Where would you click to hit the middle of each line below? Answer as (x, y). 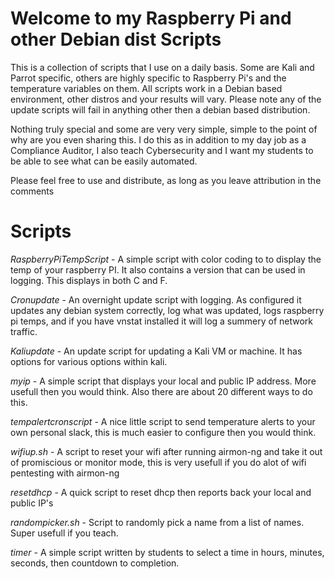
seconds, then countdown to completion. (95, 563)
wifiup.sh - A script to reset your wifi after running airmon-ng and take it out (166, 451)
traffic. (24, 331)
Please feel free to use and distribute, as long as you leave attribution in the (166, 180)
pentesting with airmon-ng (65, 473)
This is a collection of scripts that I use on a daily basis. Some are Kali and (162, 67)
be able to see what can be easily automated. (104, 161)
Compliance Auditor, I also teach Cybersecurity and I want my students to (162, 150)
